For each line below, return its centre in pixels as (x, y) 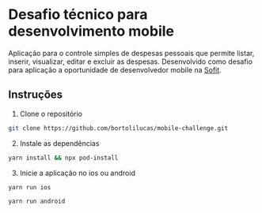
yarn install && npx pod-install (63, 158)
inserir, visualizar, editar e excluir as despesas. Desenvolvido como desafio (131, 62)
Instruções (36, 95)
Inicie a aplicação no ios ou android (78, 173)
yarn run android (37, 202)
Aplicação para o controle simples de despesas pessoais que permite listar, (131, 53)
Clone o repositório (51, 114)
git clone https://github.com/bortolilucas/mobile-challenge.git (118, 128)
